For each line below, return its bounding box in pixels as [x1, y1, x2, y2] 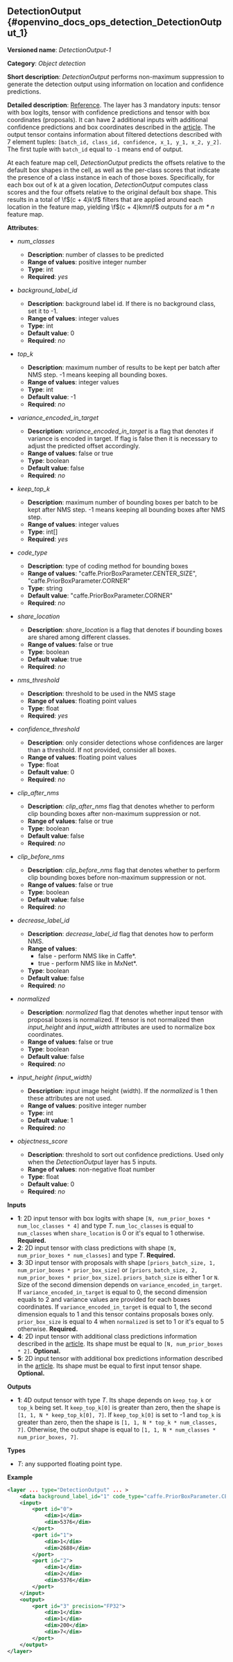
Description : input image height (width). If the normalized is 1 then [27, 1086, 218, 1095]
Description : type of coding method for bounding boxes [27, 561, 189, 570]
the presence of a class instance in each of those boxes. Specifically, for [7, 173, 215, 181]
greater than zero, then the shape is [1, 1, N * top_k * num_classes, [17, 1418, 218, 1426]
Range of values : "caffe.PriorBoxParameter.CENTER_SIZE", [27, 569, 198, 577]
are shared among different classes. [27, 633, 131, 641]
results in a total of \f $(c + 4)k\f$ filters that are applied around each [7, 195, 203, 203]
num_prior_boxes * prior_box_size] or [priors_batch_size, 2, [17, 1266, 198, 1274]
